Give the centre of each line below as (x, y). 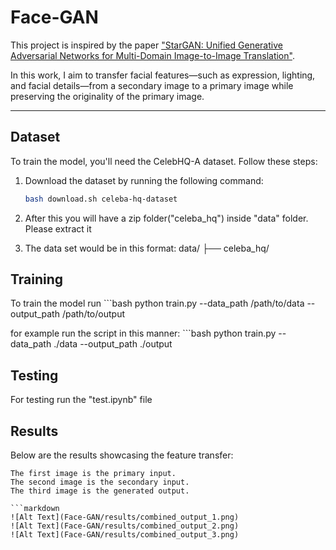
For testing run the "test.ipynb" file (81, 400)
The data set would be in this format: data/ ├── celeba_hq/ (147, 248)
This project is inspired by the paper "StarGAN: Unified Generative (146, 45)
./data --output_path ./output (113, 344)
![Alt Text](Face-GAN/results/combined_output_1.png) (125, 517)
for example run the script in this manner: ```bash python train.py (143, 333)
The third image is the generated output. (100, 491)
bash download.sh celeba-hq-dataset (101, 199)
